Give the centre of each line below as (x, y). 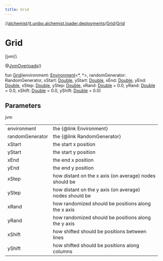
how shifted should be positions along (96, 246)
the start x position (74, 144)
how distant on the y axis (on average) (97, 190)
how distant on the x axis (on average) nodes (104, 176)
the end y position (73, 168)
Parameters (23, 105)
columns (63, 251)
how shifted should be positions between (99, 231)
